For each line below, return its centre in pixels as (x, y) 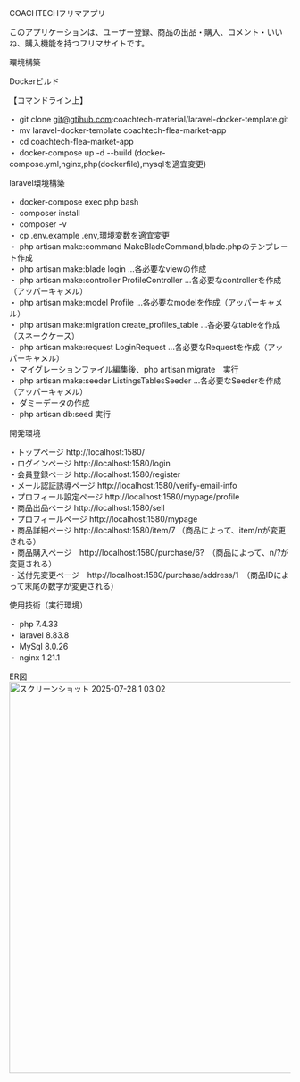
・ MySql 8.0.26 (39, 646)
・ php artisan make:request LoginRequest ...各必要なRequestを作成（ (138, 347)
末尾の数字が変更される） (71, 586)
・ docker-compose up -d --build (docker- (88, 153)
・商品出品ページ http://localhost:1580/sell (87, 508)
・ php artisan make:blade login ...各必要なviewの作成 (108, 269)
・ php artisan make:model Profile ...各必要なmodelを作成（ (119, 302)
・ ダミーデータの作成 (50, 403)
